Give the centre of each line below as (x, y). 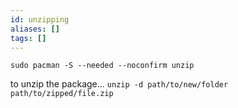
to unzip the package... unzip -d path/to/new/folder (119, 84)
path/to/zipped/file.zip (62, 94)
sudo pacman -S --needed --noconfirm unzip (102, 66)
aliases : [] (35, 29)
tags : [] (28, 38)
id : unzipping (40, 19)
